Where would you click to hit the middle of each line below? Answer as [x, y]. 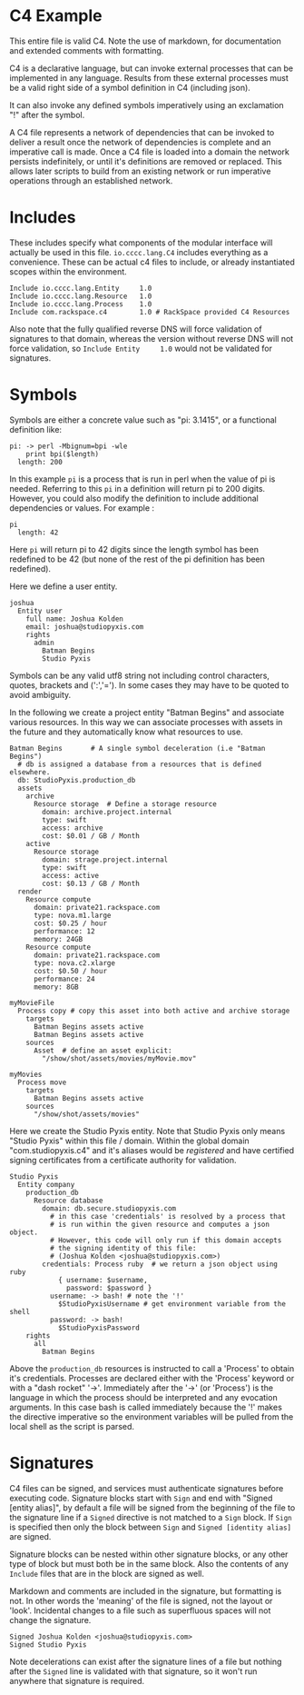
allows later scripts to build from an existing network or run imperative [140, 171]
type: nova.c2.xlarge [74, 963]
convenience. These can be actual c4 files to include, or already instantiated [152, 262]
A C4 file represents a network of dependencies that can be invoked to [142, 132]
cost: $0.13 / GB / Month [91, 883]
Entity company [46, 1184]
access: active [71, 875]
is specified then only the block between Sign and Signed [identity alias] [151, 1527]
